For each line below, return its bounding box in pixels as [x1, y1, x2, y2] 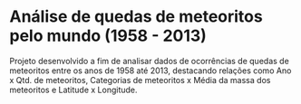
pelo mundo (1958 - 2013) [9, 25, 207, 46]
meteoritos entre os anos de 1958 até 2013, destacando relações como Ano [9, 65, 292, 76]
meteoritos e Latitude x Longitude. [9, 84, 138, 95]
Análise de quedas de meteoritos [9, 6, 263, 27]
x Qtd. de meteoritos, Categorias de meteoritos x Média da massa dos [9, 74, 271, 85]
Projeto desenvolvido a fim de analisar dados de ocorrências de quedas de [9, 55, 290, 66]
